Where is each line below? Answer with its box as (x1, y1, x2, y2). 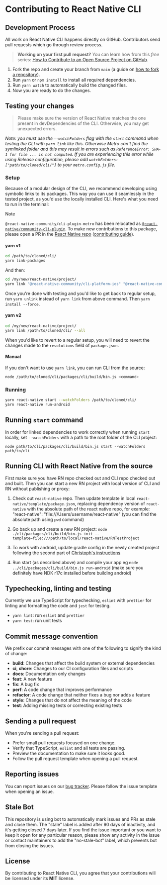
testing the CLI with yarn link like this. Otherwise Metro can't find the (5, 140, 148, 146)
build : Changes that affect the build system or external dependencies (12, 660, 155, 666)
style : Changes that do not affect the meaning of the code (12, 697, 132, 703)
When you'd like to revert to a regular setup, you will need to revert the (5, 337, 150, 343)
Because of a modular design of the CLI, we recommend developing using (5, 186, 158, 192)
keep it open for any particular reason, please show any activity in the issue (5, 832, 160, 838)
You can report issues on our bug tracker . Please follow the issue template (5, 783, 158, 789)
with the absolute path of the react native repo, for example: (27, 506, 150, 512)
